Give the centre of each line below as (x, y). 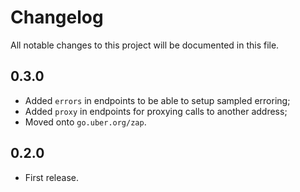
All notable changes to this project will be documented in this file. (145, 45)
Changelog (57, 17)
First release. (51, 177)
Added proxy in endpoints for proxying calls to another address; (156, 111)
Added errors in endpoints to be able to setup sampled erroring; (157, 100)
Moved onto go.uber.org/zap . (85, 122)
